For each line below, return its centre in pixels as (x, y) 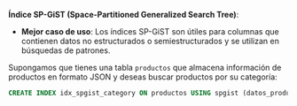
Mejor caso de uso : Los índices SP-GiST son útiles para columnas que (150, 31)
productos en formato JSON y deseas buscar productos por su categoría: (143, 77)
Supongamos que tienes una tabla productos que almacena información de (145, 68)
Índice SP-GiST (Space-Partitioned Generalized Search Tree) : (124, 15)
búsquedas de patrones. (66, 50)
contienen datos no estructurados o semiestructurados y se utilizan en (150, 41)
